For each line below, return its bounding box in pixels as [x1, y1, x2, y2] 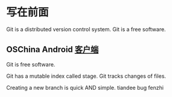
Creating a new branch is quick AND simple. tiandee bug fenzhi [6, 84, 164, 91]
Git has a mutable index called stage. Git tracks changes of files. [6, 72, 167, 80]
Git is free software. [6, 60, 56, 68]
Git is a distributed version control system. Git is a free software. [6, 25, 166, 33]
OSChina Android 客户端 [6, 44, 99, 54]
